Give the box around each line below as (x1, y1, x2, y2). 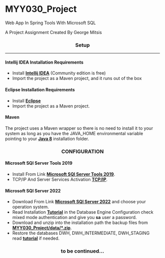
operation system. (12, 204, 49, 210)
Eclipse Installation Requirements (5, 87, 75, 93)
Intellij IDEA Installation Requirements (5, 59, 83, 65)
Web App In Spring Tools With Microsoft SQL (5, 20, 96, 26)
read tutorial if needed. (12, 235, 60, 241)
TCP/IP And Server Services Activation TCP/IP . (12, 176, 108, 182)
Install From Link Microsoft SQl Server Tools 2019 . (12, 171, 115, 177)
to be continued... (60, 248, 105, 255)
